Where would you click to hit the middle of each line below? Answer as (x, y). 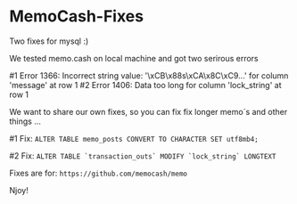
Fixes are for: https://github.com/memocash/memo (98, 173)
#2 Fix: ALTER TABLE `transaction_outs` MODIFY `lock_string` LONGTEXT (143, 155)
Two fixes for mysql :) (49, 41)
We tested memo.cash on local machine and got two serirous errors (134, 58)
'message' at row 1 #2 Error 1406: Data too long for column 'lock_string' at (145, 85)
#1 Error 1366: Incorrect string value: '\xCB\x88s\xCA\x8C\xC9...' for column (149, 75)
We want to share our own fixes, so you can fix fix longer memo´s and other (148, 111)
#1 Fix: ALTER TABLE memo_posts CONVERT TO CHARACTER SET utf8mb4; (134, 138)
